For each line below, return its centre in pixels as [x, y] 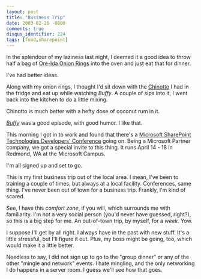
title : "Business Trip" [36, 17]
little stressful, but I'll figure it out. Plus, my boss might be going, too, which [99, 239]
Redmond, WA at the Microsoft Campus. [56, 154]
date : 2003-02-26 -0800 [36, 23]
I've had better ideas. [32, 75]
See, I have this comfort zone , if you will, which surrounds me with [88, 208]
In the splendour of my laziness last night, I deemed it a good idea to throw [98, 57]
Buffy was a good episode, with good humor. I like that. [74, 123]
